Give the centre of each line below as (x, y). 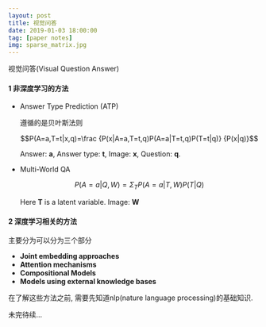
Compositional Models (58, 273)
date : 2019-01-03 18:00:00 (53, 30)
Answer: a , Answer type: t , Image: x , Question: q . (100, 154)
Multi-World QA (45, 169)
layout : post (30, 15)
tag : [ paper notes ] (40, 38)
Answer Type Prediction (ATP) (69, 106)
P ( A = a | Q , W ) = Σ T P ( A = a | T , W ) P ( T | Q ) (139, 186)
